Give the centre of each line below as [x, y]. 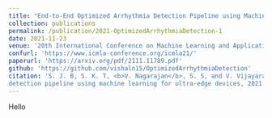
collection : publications [52, 23]
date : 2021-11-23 [38, 38]
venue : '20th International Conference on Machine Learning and [119, 46]
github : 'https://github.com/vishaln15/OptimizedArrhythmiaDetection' [130, 69]
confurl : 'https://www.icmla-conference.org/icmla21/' [103, 53]
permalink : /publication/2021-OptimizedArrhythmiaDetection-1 [115, 31]
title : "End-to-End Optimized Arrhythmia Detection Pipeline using [125, 16]
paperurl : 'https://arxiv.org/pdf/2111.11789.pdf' [96, 61]
